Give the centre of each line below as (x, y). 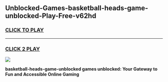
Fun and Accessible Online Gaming (42, 74)
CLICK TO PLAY (24, 30)
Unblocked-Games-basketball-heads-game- (77, 8)
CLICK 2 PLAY (22, 49)
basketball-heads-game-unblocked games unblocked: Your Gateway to (81, 69)
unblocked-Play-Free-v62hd (51, 16)
